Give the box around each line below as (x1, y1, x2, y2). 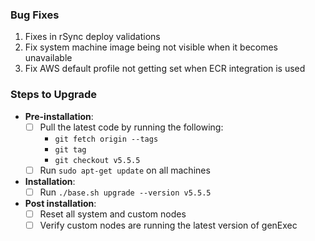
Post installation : (24, 197, 97, 209)
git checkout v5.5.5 (54, 155, 141, 165)
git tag (54, 144, 87, 155)
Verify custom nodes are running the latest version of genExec (39, 219, 298, 231)
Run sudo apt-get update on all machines (39, 164, 211, 176)
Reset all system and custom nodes (39, 208, 187, 220)
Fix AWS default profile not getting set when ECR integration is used (24, 63, 306, 75)
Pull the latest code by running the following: (39, 121, 224, 133)
